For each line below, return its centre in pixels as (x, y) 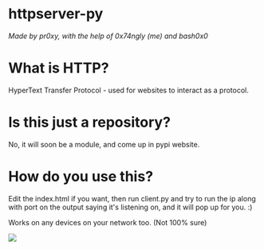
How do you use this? (81, 177)
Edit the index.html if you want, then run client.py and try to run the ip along (132, 198)
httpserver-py (56, 14)
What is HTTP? (59, 68)
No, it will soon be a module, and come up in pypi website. (104, 144)
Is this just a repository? (90, 122)
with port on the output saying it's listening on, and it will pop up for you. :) (130, 207)
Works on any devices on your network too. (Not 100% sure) (108, 222)
